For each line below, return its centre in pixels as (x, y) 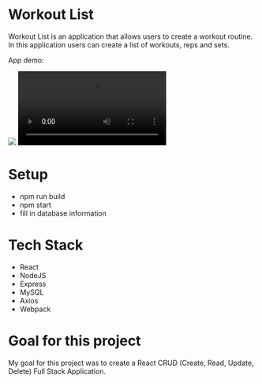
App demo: (26, 60)
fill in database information (63, 213)
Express (33, 284)
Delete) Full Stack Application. (57, 371)
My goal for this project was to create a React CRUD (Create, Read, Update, (131, 363)
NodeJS (33, 275)
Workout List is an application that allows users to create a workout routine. (131, 36)
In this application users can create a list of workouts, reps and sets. (119, 44)
